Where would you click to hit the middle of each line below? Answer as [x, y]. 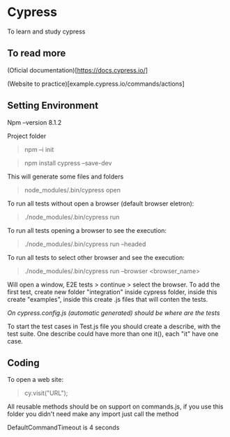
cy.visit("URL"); [46, 393]
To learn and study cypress [46, 31]
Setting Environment [53, 106]
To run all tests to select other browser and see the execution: [96, 257]
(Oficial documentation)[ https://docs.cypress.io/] [78, 70]
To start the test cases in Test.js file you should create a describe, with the [114, 326]
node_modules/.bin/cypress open [72, 190]
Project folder [27, 136]
